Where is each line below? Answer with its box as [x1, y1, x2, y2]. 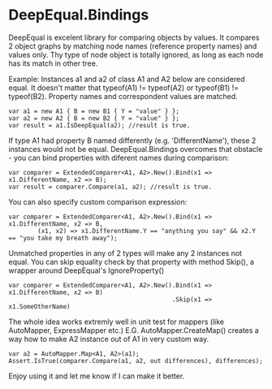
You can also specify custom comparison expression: [8, 197, 188, 206]
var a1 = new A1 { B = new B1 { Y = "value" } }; [8, 107, 180, 115]
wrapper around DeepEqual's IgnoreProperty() [8, 266, 165, 275]
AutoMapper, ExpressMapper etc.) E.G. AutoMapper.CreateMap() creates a [8, 325, 260, 335]
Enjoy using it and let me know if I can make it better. [8, 371, 185, 381]
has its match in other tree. [8, 58, 98, 68]
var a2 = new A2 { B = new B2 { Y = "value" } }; [8, 114, 180, 123]
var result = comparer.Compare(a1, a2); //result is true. [8, 183, 213, 191]
